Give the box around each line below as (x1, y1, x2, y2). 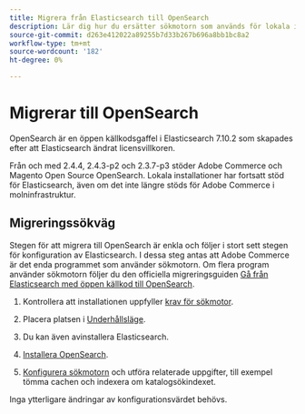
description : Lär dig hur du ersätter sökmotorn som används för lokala (9, 22, 290, 31)
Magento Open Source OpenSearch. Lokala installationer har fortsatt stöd (9, 169, 284, 180)
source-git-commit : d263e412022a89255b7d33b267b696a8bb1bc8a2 (9, 30, 250, 39)
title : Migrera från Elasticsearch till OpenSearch (9, 13, 209, 23)
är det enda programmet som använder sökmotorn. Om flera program (9, 258, 270, 269)
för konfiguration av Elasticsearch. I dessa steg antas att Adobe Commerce (9, 249, 290, 260)
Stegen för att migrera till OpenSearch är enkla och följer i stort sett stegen (9, 239, 289, 250)
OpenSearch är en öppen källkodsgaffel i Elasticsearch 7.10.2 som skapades (9, 133, 293, 144)
